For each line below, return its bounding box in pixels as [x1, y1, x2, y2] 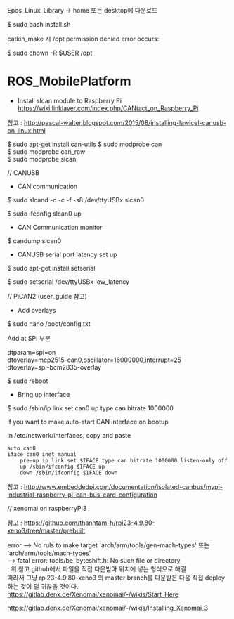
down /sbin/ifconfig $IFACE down [20, 469, 118, 476]
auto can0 [7, 445, 37, 452]
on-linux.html [7, 126, 46, 135]
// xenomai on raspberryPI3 [7, 504, 87, 512]
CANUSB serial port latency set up [17, 250, 117, 259]
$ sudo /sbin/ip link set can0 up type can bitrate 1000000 [7, 403, 174, 412]
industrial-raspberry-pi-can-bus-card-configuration [7, 490, 158, 499]
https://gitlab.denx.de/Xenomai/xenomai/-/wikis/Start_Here [7, 589, 179, 599]
